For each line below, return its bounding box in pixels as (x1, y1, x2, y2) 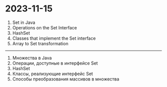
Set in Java (12, 19, 36, 25)
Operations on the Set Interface (12, 24, 77, 30)
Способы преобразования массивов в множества (12, 76, 119, 82)
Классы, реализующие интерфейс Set (12, 71, 93, 77)
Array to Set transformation (12, 40, 69, 46)
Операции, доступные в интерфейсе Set (12, 60, 98, 66)
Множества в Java (12, 55, 52, 61)
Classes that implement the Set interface (12, 35, 96, 41)
